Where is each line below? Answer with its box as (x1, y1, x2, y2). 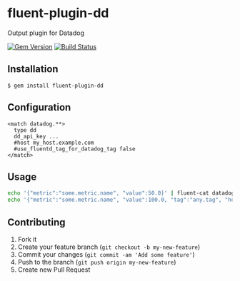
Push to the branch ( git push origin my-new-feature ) (17, 257, 176, 266)
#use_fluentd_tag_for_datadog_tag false (14, 145, 136, 153)
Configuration (7, 101, 71, 113)
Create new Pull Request (17, 265, 91, 274)
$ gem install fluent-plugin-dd (7, 82, 104, 89)
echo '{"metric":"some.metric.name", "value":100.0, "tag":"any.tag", (7, 196, 222, 204)
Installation (7, 63, 59, 76)
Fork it (17, 235, 37, 243)
